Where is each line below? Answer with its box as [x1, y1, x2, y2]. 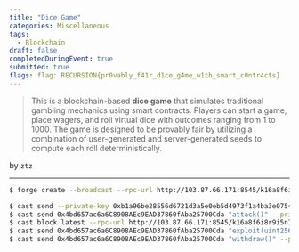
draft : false [9, 46, 58, 55]
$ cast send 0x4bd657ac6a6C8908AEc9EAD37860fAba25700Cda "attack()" [9, 210, 269, 219]
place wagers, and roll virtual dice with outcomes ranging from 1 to [30, 114, 276, 125]
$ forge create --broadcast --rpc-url [9, 185, 153, 194]
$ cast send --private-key [9, 201, 109, 210]
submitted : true [9, 63, 69, 72]
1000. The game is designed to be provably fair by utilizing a [30, 124, 253, 134]
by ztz [9, 159, 33, 170]
